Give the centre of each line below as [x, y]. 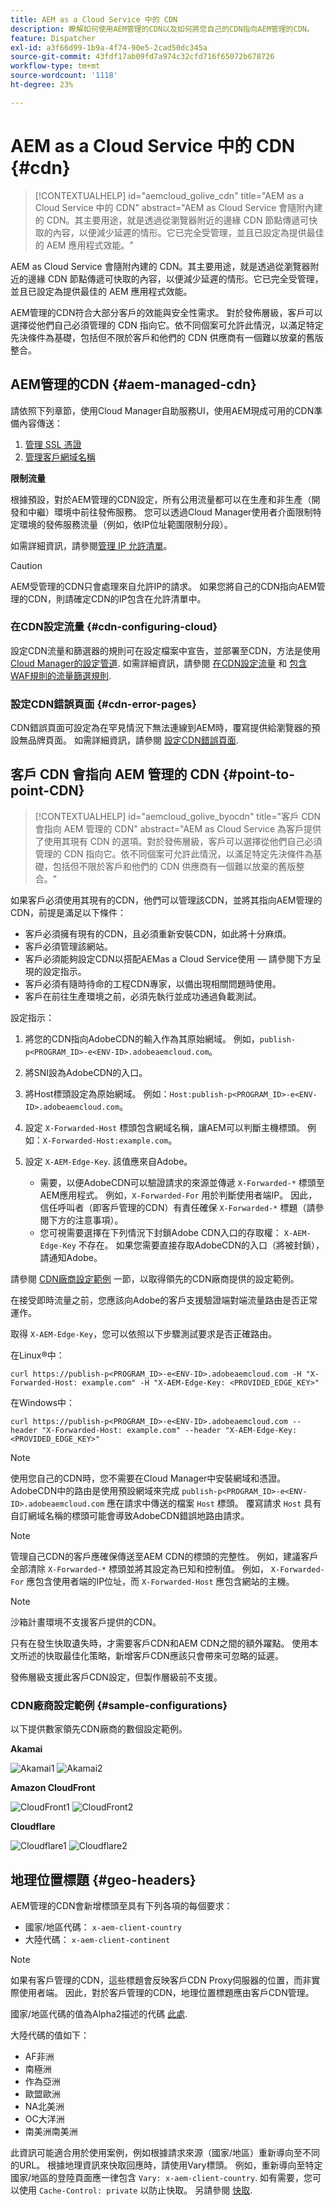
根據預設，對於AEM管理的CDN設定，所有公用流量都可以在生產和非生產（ [161, 499]
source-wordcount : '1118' [64, 76]
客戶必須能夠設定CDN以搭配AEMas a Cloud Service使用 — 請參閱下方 [168, 958]
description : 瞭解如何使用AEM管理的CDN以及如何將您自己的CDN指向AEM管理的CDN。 [162, 29]
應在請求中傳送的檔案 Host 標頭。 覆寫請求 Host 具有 [214, 1503]
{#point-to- [258, 774]
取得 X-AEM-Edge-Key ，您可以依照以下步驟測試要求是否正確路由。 [144, 1333]
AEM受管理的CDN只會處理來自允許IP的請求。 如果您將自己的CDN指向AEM [163, 586]
